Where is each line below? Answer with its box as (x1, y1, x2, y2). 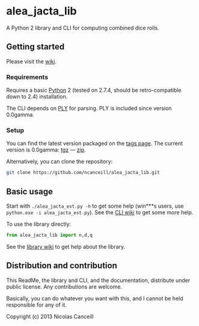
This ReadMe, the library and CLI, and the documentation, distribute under (6, 276, 191, 284)
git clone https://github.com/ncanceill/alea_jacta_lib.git (6, 170, 161, 176)
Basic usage (6, 186, 53, 197)
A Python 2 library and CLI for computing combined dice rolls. (6, 24, 159, 31)
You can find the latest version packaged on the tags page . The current (6, 140, 183, 147)
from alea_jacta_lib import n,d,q (6, 232, 93, 238)
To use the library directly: (6, 220, 71, 228)
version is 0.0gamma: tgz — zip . (6, 146, 86, 153)
